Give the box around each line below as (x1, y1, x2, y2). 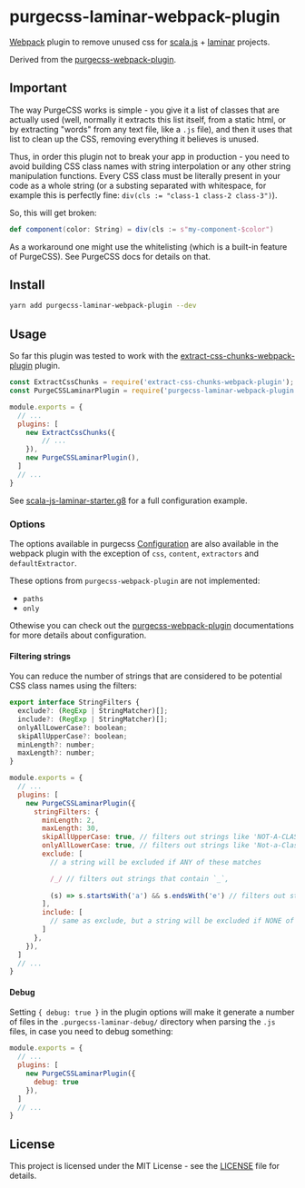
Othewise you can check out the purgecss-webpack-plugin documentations (9, 619, 295, 630)
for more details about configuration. (9, 629, 147, 640)
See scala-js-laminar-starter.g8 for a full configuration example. (9, 495, 248, 506)
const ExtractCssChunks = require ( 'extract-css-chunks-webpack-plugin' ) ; (9, 378, 295, 387)
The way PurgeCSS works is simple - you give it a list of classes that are (9, 104, 280, 115)
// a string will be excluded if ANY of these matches (49, 857, 261, 866)
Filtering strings (9, 650, 71, 661)
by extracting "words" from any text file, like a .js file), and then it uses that (9, 124, 293, 134)
